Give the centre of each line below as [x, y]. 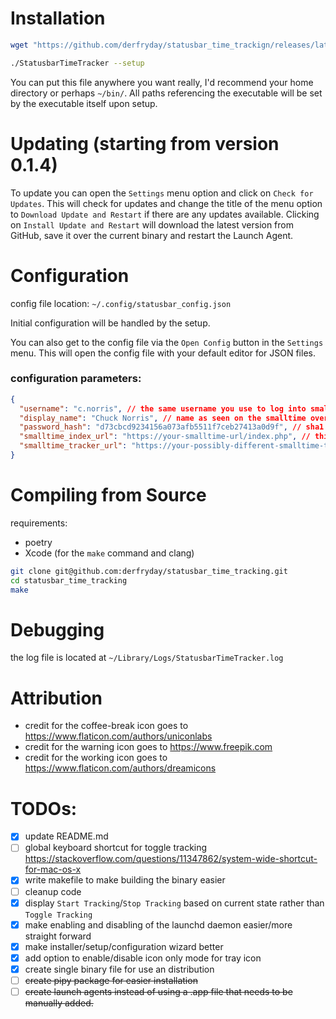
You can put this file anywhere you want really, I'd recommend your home [162, 82]
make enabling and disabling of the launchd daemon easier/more [158, 924]
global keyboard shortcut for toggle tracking [116, 848]
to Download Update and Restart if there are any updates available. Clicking [165, 214]
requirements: [39, 523]
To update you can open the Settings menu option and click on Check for [162, 193]
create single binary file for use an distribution [119, 969]
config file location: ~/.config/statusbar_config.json [121, 303]
